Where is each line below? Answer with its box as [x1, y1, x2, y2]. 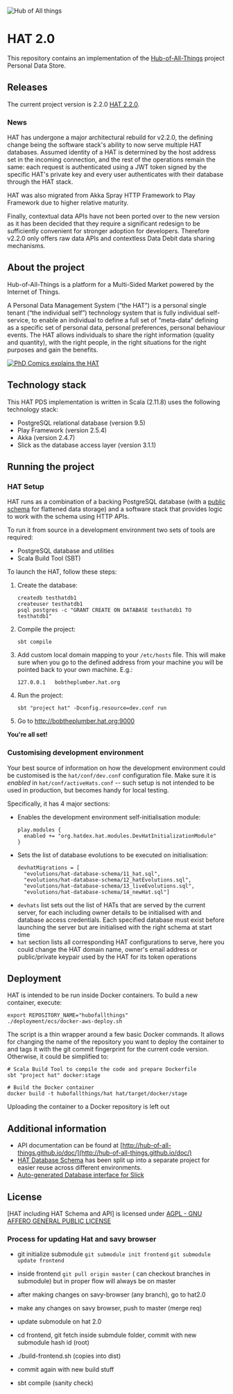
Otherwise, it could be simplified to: [7, 1052, 109, 1061]
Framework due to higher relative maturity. [7, 198, 129, 207]
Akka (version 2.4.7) [17, 433, 76, 441]
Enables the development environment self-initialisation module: [17, 813, 201, 821]
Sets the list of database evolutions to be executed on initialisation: [17, 850, 208, 859]
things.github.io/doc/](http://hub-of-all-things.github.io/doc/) [17, 1149, 192, 1157]
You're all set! [7, 730, 48, 739]
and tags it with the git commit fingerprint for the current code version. [7, 1045, 209, 1054]
